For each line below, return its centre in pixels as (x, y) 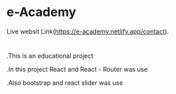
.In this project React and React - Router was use (77, 70)
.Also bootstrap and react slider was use (65, 83)
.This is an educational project (50, 56)
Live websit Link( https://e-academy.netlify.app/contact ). (88, 31)
